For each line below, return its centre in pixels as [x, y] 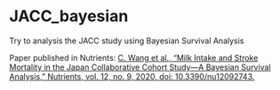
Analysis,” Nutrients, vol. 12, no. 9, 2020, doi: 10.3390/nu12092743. [132, 76]
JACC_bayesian [69, 16]
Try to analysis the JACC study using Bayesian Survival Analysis [127, 41]
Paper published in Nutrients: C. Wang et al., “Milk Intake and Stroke [134, 57]
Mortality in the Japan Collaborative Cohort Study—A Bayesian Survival [140, 67]
